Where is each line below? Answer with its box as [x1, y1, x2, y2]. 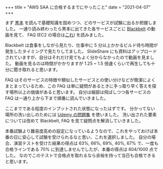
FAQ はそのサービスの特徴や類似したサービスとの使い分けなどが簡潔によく [5, 77, 156, 83]
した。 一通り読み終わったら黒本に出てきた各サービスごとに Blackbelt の [5, 26, 151, 32]
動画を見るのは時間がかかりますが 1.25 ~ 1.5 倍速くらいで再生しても [14, 60, 151, 66]
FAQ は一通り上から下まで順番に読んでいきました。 [5, 95, 109, 101]
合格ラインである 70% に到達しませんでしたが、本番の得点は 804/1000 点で [5, 147, 158, 152]
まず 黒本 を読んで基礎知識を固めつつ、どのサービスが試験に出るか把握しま [5, 20, 157, 25]
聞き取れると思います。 [13, 67, 61, 72]
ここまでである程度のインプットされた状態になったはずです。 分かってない [5, 106, 155, 111]
